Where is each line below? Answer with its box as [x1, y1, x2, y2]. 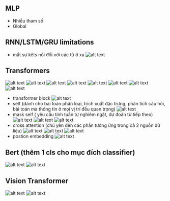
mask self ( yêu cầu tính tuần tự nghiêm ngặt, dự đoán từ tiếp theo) [12, 111, 153, 118]
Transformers [5, 66, 50, 75]
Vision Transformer [5, 176, 69, 185]
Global [12, 23, 26, 29]
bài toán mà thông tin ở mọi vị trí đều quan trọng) [12, 106, 116, 112]
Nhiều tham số [12, 17, 44, 24]
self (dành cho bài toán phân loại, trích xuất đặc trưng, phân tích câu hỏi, [12, 101, 165, 107]
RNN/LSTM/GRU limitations [5, 38, 94, 47]
